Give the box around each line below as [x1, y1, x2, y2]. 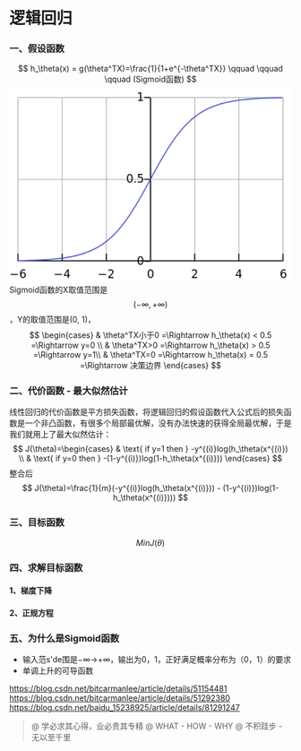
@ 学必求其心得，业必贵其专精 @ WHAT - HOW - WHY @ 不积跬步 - [30, 721, 283, 731]
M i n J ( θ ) [135, 537, 166, 548]
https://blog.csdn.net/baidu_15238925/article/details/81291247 [9, 703, 240, 713]
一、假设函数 [9, 42, 65, 55]
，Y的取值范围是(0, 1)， [9, 315, 96, 325]
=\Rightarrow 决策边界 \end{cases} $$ [80, 360, 221, 371]
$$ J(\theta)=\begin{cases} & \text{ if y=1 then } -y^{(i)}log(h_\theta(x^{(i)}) [13, 444, 288, 454]
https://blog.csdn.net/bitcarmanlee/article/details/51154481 [9, 683, 228, 695]
